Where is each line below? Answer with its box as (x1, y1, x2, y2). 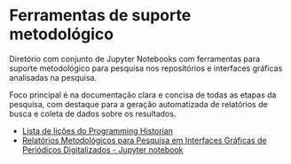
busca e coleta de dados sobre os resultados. (9, 108, 177, 119)
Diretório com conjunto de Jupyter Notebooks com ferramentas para (9, 53, 261, 64)
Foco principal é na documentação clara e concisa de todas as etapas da (9, 90, 277, 100)
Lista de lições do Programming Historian (21, 125, 173, 136)
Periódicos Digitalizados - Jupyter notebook (21, 144, 184, 155)
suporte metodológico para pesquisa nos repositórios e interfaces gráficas (9, 63, 283, 74)
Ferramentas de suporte (9, 5, 192, 26)
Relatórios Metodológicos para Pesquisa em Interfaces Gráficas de (21, 135, 267, 145)
